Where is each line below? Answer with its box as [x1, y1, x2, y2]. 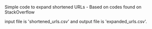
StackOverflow [4, 9, 35, 15]
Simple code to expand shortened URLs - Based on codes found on [4, 4, 142, 10]
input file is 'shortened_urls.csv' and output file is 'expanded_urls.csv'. [4, 19, 147, 24]
